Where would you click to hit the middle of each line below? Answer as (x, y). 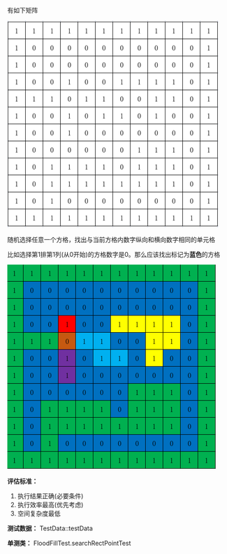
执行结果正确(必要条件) (50, 496)
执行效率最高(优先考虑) (50, 505)
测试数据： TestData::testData (50, 528)
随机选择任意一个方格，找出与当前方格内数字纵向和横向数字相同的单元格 (111, 240)
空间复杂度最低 (39, 514)
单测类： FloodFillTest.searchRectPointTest (69, 543)
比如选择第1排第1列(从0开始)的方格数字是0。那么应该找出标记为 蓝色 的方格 (114, 254)
